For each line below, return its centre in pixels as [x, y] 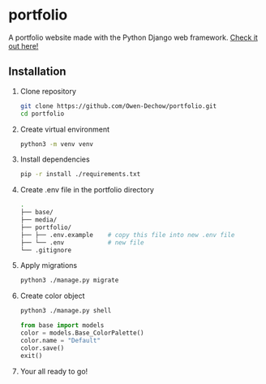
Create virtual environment [65, 129]
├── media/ [39, 220]
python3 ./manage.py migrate [69, 280]
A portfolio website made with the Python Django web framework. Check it [133, 37]
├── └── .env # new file [82, 242]
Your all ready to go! [54, 371]
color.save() [42, 348]
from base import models [62, 326]
